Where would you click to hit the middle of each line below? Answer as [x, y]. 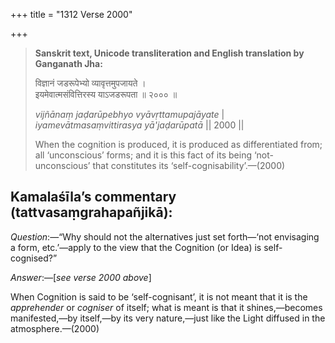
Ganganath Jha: [68, 63]
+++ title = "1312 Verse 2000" [71, 14]
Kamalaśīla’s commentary [93, 197]
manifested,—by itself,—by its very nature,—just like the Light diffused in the [168, 318]
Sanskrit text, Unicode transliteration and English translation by [169, 53]
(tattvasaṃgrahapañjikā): [91, 212]
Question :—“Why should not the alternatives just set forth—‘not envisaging [165, 236]
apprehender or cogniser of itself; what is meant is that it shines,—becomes [166, 307]
